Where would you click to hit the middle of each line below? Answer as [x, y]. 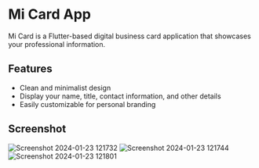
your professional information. [57, 44]
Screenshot [37, 129]
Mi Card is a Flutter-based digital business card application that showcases [129, 36]
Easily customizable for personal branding [88, 104]
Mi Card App [50, 14]
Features [30, 69]
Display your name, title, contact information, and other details [120, 96]
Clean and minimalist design [65, 88]
